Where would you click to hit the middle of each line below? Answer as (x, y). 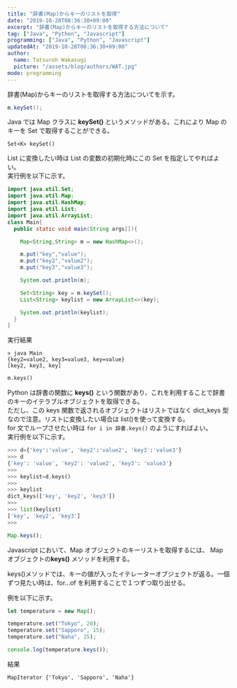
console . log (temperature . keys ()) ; (58, 650)
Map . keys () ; (25, 535)
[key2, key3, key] (34, 366)
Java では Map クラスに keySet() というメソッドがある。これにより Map (113, 122)
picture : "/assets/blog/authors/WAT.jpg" (76, 67)
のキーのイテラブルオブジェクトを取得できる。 (75, 401)
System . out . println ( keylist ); (65, 312)
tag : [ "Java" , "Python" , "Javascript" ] (66, 34)
